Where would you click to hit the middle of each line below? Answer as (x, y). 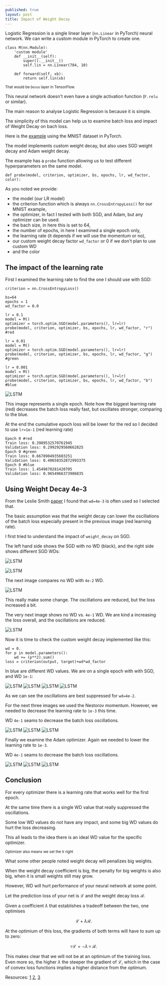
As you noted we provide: (32, 189)
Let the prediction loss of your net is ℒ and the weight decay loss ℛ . (75, 895)
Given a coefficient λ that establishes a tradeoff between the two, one (77, 905)
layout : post (19, 14)
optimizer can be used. (36, 220)
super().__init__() (43, 61)
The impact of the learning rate (54, 267)
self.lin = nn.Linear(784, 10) (56, 65)
